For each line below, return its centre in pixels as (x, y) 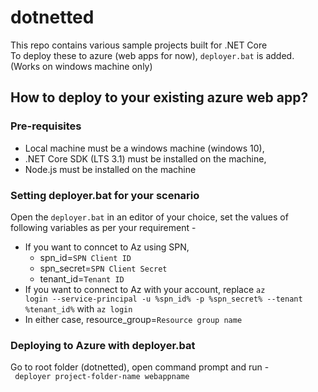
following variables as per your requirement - (103, 227)
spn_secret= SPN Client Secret (103, 268)
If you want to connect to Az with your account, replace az (145, 289)
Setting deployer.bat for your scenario (105, 195)
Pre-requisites (46, 126)
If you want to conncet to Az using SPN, (107, 247)
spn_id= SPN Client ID (85, 257)
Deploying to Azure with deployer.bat (103, 345)
